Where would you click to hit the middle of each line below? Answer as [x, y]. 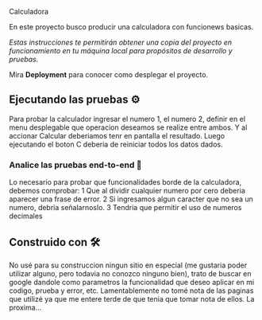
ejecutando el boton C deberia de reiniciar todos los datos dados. [116, 144]
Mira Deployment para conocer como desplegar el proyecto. [109, 74]
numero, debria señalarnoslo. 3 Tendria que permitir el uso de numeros [125, 208]
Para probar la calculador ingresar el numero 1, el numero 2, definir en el [127, 119]
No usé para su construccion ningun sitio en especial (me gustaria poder [128, 265]
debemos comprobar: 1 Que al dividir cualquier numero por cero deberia [127, 191]
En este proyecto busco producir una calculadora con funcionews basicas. [131, 27]
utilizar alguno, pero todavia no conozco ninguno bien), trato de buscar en [131, 273]
